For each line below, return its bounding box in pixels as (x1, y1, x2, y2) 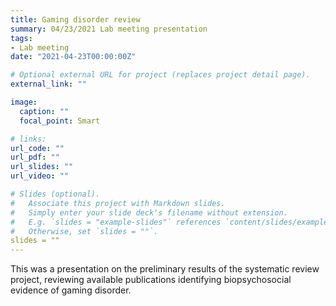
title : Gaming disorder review (10, 14, 141, 25)
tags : (10, 33, 33, 43)
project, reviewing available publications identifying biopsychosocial (10, 274, 292, 286)
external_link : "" (10, 79, 87, 90)
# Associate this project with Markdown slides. (10, 198, 226, 208)
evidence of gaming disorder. (10, 284, 132, 296)
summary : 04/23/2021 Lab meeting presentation (10, 24, 208, 34)
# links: (10, 134, 47, 144)
